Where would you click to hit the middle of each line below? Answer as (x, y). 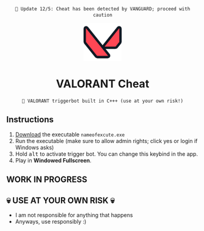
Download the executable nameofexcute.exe (70, 134)
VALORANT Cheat (103, 84)
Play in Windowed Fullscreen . (53, 160)
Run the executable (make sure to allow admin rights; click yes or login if (106, 141)
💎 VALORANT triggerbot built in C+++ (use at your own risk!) (103, 101)
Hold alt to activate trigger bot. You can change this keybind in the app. (107, 154)
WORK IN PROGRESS (47, 180)
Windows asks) (35, 147)
